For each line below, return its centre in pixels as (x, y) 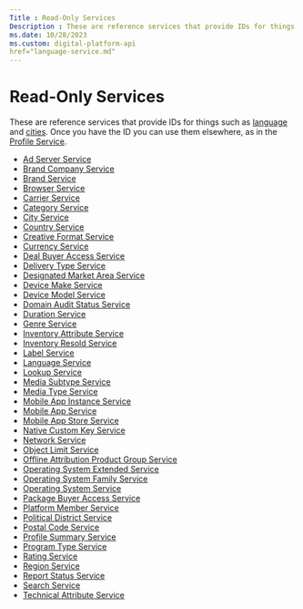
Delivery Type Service (64, 266)
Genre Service (50, 324)
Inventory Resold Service (70, 344)
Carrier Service (51, 198)
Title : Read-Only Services (63, 18)
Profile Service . (38, 141)
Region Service (51, 566)
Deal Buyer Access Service (74, 256)
